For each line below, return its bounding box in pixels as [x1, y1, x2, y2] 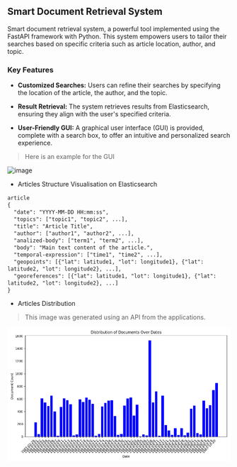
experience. [17, 138, 53, 148]
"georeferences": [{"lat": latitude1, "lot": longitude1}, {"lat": [13, 273, 217, 280]
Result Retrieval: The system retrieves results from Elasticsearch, [17, 102, 210, 111]
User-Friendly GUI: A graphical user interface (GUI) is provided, [17, 123, 204, 132]
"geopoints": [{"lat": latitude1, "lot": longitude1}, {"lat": [13, 258, 204, 265]
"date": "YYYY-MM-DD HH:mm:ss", [13, 209, 110, 216]
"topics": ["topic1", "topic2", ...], [13, 216, 129, 223]
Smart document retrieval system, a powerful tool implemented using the [7, 24, 220, 33]
